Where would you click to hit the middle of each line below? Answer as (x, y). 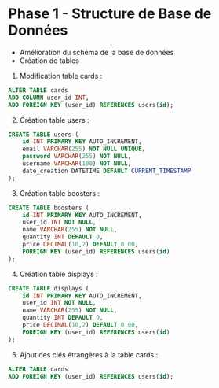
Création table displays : (58, 274)
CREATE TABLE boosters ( (49, 208)
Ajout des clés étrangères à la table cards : (89, 354)
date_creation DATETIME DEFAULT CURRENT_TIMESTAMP (107, 171)
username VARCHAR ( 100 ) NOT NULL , (77, 164)
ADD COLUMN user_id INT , (49, 98)
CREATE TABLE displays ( (49, 288)
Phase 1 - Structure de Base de (110, 14)
